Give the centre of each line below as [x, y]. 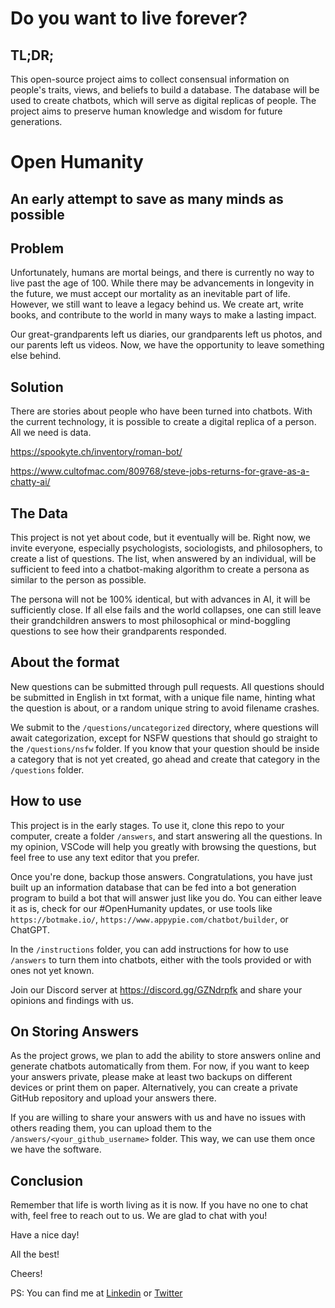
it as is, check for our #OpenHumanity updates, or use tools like [141, 908]
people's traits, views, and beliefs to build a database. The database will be [165, 90]
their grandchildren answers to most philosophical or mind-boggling [150, 621]
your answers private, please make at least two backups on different [151, 1077]
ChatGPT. [30, 929]
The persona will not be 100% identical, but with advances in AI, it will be [160, 599]
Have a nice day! [45, 1235]
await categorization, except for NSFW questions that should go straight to [164, 738]
